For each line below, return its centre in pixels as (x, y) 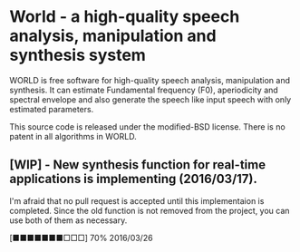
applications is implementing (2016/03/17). (134, 179)
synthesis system (78, 55)
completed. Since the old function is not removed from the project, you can (150, 210)
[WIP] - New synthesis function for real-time (137, 165)
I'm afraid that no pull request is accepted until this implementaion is (137, 200)
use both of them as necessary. (68, 220)
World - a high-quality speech (125, 17)
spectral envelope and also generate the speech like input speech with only (150, 99)
